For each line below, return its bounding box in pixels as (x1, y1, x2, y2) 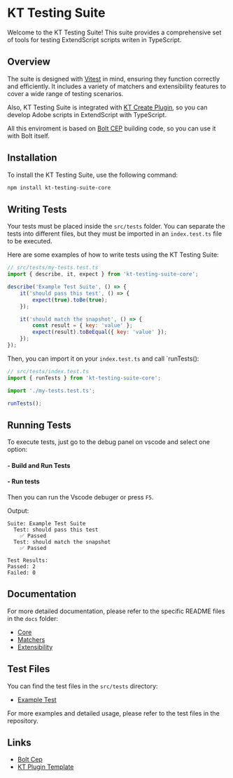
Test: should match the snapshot (13, 538, 111, 545)
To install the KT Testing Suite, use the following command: (7, 170, 178, 179)
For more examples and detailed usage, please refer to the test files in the (7, 709, 220, 717)
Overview (7, 56, 51, 68)
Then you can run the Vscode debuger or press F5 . (7, 492, 154, 501)
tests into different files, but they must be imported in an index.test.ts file (7, 229, 223, 238)
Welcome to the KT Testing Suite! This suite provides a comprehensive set (7, 28, 222, 36)
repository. (7, 716, 38, 725)
